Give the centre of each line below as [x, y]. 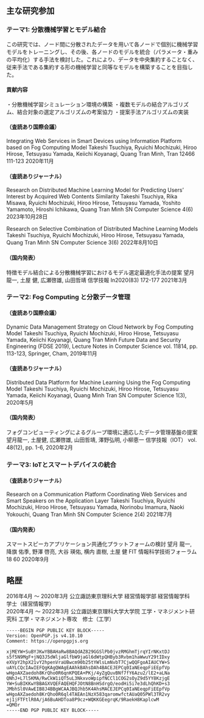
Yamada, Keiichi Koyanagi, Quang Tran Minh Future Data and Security [94, 340]
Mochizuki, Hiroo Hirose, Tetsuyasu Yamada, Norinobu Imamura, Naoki [95, 507]
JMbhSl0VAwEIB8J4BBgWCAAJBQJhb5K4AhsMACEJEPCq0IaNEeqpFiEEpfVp [88, 689]
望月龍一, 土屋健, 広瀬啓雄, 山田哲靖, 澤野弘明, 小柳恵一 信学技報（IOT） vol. [102, 440]
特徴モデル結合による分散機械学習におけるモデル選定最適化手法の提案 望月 [100, 272]
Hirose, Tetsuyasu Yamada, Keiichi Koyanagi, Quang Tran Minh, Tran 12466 [101, 154]
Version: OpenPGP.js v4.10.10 [45, 636]
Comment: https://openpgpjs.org [47, 641]
